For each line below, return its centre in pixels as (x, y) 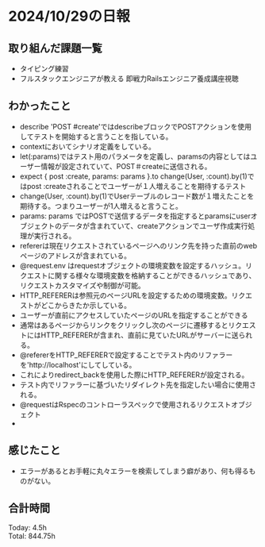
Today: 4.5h (28, 528)
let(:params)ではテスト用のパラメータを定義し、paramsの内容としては (135, 156)
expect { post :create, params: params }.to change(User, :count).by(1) (133, 176)
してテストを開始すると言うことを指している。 (96, 137)
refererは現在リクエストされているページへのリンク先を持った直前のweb (138, 245)
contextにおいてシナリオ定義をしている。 (88, 146)
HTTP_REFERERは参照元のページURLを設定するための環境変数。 (125, 295)
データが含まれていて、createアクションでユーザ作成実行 (155, 225)
